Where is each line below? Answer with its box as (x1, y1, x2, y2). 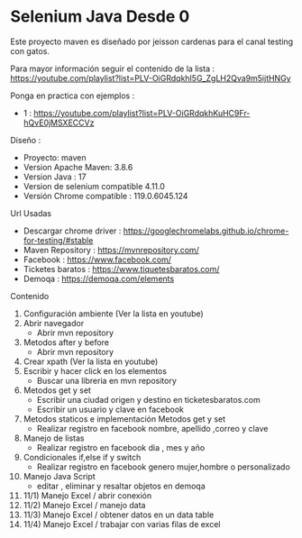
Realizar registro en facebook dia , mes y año (36, 442, 206, 452)
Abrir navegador (23, 317, 85, 328)
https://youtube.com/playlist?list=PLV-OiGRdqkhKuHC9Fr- (33, 107, 251, 118)
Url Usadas (10, 207, 52, 218)
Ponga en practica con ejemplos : (10, 90, 135, 101)
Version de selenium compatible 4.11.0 (23, 180, 166, 191)
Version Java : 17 (23, 171, 87, 182)
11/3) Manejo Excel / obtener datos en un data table (23, 509, 215, 520)
